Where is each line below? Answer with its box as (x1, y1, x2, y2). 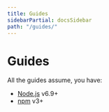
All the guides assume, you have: (7, 76, 103, 84)
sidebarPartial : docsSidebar (7, 17, 92, 24)
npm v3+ (17, 97, 44, 105)
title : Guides (7, 10, 49, 17)
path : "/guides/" (7, 23, 58, 30)
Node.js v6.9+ (17, 90, 59, 98)
